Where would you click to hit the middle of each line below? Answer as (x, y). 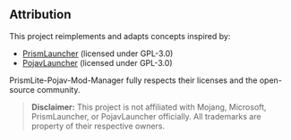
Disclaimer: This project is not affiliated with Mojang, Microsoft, (149, 107)
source (22, 89)
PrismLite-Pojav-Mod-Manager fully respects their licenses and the (133, 80)
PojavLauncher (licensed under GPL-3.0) (97, 62)
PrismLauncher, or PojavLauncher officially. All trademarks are (146, 116)
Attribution (40, 15)
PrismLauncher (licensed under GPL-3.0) (98, 54)
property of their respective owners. (98, 126)
